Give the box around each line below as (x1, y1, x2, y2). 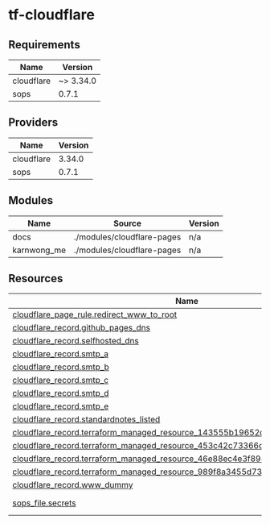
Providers (8, 115, 59, 130)
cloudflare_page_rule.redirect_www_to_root (12, 309, 178, 320)
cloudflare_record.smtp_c (12, 375, 109, 386)
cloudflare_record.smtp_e (12, 401, 109, 412)
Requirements (8, 38, 80, 52)
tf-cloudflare (8, 6, 95, 24)
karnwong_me (12, 244, 67, 256)
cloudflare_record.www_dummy (12, 480, 133, 491)
